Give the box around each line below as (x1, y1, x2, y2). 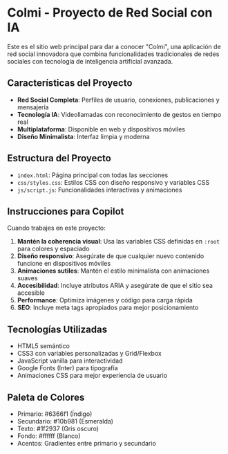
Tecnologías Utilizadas (7, 323, 108, 335)
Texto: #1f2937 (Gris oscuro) (17, 424, 99, 433)
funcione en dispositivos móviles (17, 260, 111, 268)
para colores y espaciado (17, 244, 90, 253)
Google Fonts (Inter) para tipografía (17, 364, 119, 372)
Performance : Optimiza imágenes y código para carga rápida (17, 296, 193, 305)
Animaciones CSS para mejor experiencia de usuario (17, 372, 168, 380)
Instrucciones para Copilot (7, 206, 124, 217)
